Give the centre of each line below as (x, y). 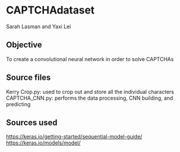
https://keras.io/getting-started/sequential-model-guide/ (74, 137)
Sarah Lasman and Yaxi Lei (39, 26)
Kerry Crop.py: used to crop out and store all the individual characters (90, 92)
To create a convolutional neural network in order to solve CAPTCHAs (90, 59)
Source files (28, 78)
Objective (24, 45)
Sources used (32, 122)
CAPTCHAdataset (50, 10)
